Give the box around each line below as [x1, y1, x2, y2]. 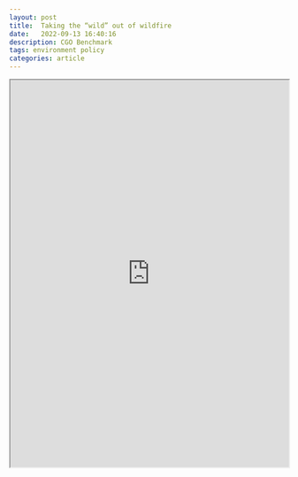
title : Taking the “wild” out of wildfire [9, 21, 172, 30]
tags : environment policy [9, 46, 104, 55]
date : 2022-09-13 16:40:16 [9, 29, 117, 38]
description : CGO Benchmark [9, 37, 113, 47]
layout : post [9, 12, 57, 22]
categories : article [9, 54, 86, 63]
